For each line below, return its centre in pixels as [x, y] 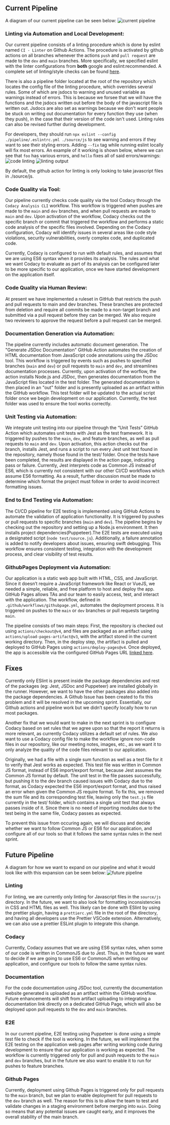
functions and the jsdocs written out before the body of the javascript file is [84, 103]
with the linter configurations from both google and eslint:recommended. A [83, 66]
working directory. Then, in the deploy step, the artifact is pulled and [77, 642]
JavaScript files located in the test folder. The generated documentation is [82, 382]
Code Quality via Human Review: [46, 288]
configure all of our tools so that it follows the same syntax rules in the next [83, 834]
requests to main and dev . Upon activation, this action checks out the [77, 444]
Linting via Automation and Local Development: [65, 33]
